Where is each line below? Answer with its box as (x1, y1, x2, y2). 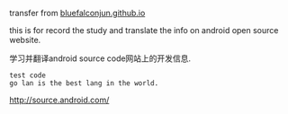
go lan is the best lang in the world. (9, 79, 159, 88)
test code (9, 71, 47, 80)
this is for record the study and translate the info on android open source (9, 25, 279, 35)
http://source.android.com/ (9, 94, 110, 105)
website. (9, 35, 41, 45)
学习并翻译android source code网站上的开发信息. (9, 53, 192, 64)
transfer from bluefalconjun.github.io (9, 8, 146, 18)
